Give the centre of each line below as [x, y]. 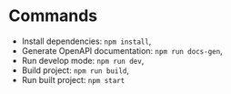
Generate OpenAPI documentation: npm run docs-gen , [122, 50]
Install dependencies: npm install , [86, 41]
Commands [53, 16]
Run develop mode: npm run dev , [83, 60]
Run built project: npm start [73, 79]
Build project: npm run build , [75, 70]
